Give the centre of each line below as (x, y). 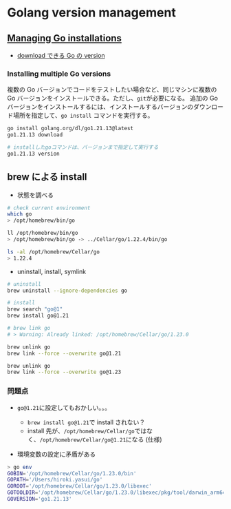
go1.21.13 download (35, 135)
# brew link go (29, 329)
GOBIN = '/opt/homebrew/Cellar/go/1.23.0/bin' (72, 473)
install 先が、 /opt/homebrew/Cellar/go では (87, 430)
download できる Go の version (61, 55)
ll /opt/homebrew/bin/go (43, 233)
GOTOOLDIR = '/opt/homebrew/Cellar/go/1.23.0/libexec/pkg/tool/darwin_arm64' (118, 493)
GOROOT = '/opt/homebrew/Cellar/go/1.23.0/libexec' (80, 486)
